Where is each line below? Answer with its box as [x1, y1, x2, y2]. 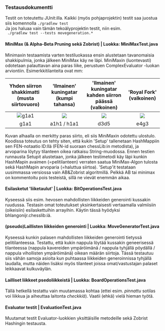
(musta [17, 95, 34, 102]
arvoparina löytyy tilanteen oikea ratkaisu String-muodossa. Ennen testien [5, 148, 155, 154]
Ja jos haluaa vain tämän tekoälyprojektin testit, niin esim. [5, 26, 122, 31]
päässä [95, 98, 113, 105]
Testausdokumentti [5, 4, 53, 11]
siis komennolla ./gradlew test [5, 20, 69, 26]
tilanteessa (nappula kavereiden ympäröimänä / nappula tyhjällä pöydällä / [5, 245, 156, 250]
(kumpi [55, 95, 73, 102]
